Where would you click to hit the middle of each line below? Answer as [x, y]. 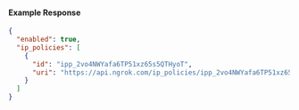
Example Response [45, 12]
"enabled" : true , [49, 40]
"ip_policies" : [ [49, 47]
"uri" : [44, 72]
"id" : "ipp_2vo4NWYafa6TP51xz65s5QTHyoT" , [112, 64]
